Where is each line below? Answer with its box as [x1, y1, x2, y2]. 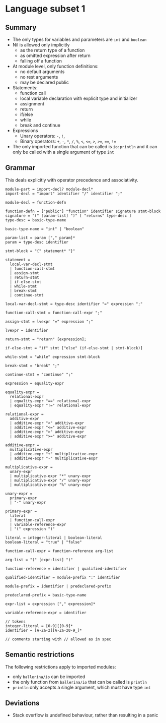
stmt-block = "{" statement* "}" [5, 248, 75, 254]
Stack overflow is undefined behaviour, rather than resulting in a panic [12, 712, 158, 718]
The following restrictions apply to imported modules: [5, 664, 116, 670]
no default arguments [20, 69, 65, 75]
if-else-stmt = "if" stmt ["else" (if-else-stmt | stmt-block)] [5, 345, 143, 350]
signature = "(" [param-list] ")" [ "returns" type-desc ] [5, 213, 132, 218]
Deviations [5, 699, 40, 707]
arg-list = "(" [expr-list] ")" [5, 557, 73, 562]
